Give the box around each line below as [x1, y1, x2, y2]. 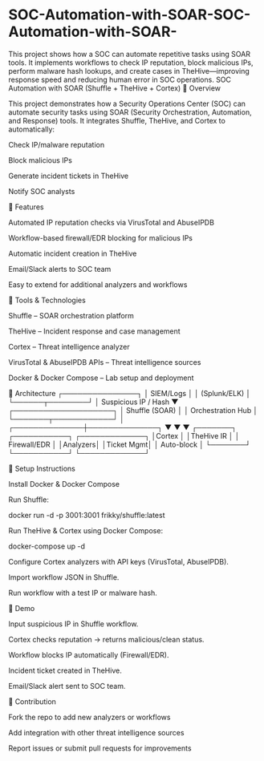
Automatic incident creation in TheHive [8, 249, 137, 258]
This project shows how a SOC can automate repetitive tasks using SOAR [8, 49, 251, 59]
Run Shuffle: [8, 495, 50, 504]
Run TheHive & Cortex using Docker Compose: [8, 525, 163, 535]
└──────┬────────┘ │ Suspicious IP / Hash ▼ [8, 397, 179, 407]
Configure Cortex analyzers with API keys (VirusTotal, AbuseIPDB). [8, 557, 229, 566]
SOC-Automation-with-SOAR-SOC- [8, 6, 251, 24]
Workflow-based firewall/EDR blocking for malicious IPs [8, 233, 193, 242]
